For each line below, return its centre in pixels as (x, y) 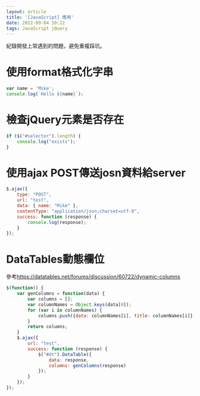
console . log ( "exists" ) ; (46, 141)
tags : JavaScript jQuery (37, 28)
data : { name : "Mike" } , (48, 206)
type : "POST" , (34, 195)
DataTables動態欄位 (55, 259)
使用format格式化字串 (60, 72)
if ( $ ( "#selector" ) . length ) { (44, 136)
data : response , (69, 360)
